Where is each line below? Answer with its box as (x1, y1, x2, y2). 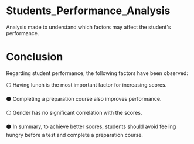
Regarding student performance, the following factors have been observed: (6, 69, 189, 77)
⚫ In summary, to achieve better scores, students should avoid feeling (6, 123, 176, 130)
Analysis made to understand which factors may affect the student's (6, 23, 171, 30)
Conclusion (6, 50, 63, 64)
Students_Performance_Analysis (6, 4, 171, 18)
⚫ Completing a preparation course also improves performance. (6, 95, 162, 102)
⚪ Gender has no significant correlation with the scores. (6, 109, 142, 116)
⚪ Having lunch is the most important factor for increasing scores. (6, 81, 167, 88)
